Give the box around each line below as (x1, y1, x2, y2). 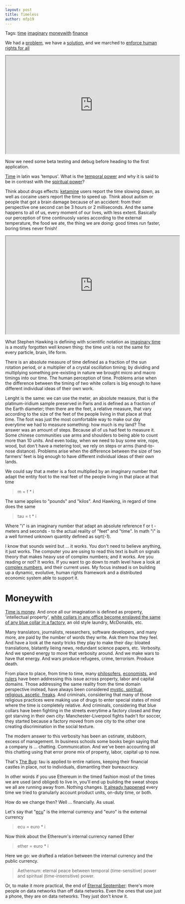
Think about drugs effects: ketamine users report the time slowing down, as (5, 188, 160, 194)
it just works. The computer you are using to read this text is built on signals (5, 549, 160, 555)
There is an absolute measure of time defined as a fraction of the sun (5, 359, 147, 365)
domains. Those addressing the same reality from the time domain (5, 681, 141, 687)
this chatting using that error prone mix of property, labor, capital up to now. (5, 749, 160, 755)
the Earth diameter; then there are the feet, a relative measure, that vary (5, 406, 152, 412)
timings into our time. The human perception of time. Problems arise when (5, 375, 157, 381)
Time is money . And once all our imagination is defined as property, (5, 609, 143, 615)
